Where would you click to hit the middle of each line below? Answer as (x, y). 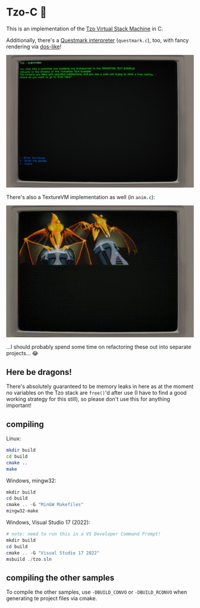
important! (19, 405)
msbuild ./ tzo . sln (29, 559)
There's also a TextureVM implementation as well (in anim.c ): (81, 197)
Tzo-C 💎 (26, 12)
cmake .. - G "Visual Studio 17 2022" (53, 553)
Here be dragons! (39, 372)
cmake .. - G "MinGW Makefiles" (45, 505)
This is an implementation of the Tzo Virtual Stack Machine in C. (85, 29)
